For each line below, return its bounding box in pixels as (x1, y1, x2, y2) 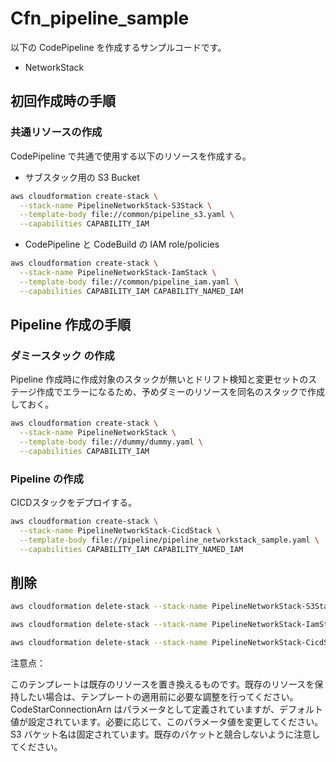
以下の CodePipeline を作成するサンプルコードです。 (10, 41, 227, 53)
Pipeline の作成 (10, 472, 84, 486)
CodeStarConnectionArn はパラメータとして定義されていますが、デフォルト (10, 703, 323, 716)
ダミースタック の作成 (10, 348, 115, 362)
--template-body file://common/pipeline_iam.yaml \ (19, 277, 240, 287)
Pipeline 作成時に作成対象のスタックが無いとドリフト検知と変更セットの (10, 373, 309, 386)
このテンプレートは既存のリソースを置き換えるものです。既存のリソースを (10, 678, 315, 691)
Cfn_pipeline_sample (10, 7, 190, 30)
